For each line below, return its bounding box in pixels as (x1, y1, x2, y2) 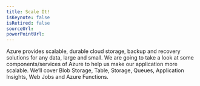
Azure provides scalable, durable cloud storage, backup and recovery (6, 48, 181, 55)
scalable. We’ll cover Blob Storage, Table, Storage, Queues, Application (6, 67, 185, 74)
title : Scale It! (6, 8, 50, 15)
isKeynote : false (6, 14, 50, 20)
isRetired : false (6, 20, 50, 26)
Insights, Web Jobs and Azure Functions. (6, 73, 109, 81)
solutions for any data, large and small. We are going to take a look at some (6, 54, 194, 61)
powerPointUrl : (6, 31, 45, 37)
